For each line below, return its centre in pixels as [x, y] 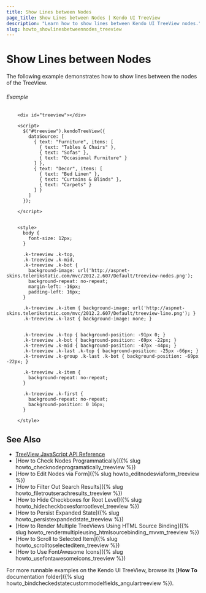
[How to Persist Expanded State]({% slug [67, 513]
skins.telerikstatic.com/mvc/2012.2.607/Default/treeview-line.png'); [98, 314]
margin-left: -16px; [55, 287]
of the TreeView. [27, 83]
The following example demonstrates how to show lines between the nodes [102, 77]
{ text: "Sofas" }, [64, 153]
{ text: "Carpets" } [65, 185]
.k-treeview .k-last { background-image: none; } [87, 319]
